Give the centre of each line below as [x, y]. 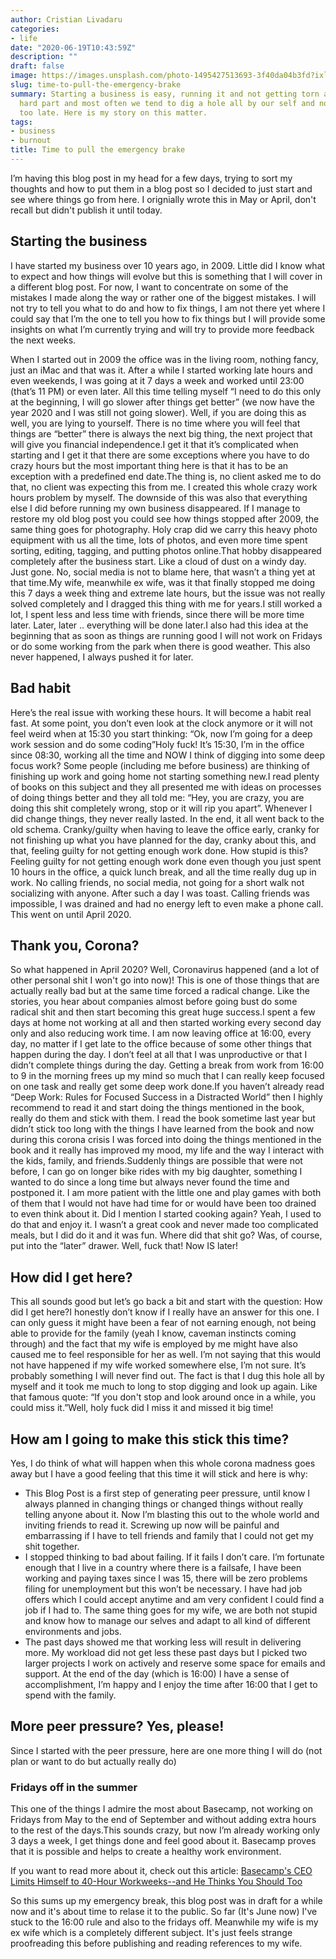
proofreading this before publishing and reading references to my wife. [156, 1943]
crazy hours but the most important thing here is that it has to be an [149, 465]
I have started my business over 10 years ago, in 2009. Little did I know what [168, 265]
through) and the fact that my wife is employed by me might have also [154, 1344]
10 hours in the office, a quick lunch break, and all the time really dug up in [163, 872]
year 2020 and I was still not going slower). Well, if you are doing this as [158, 412]
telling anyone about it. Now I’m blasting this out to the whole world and [172, 1514]
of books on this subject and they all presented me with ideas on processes [166, 787]
